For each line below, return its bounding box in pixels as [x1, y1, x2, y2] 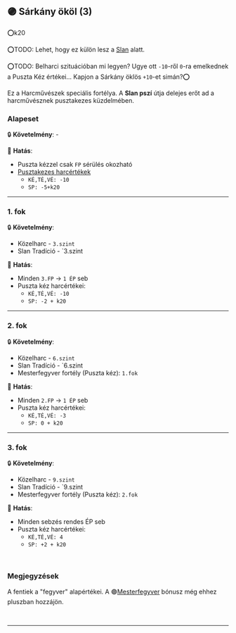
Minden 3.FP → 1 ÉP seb [17, 274, 88, 283]
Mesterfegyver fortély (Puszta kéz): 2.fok [17, 490, 138, 499]
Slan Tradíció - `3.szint [17, 247, 83, 256]
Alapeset [7, 113, 39, 123]
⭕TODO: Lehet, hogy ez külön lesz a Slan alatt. [7, 45, 145, 54]
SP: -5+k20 [27, 184, 60, 192]
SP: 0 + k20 [27, 420, 63, 427]
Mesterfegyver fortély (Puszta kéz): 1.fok [17, 368, 138, 377]
